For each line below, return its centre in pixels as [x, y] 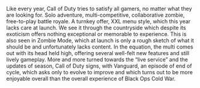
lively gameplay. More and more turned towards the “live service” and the [97, 60]
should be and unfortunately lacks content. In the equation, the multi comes [100, 47]
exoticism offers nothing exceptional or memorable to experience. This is [96, 34]
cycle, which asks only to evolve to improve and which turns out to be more [100, 72]
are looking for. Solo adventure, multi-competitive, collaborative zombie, [95, 15]
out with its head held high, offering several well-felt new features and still [98, 53]
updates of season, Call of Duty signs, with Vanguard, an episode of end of [99, 66]
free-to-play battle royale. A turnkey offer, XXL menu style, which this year [98, 21]
